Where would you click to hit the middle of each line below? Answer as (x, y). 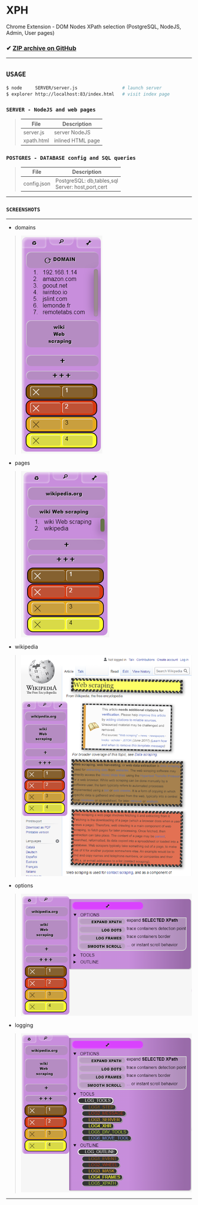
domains (25, 228)
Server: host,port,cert (81, 187)
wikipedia (26, 647)
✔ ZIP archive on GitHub (41, 48)
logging (24, 1025)
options (24, 885)
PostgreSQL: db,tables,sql (87, 180)
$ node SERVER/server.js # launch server (84, 88)
